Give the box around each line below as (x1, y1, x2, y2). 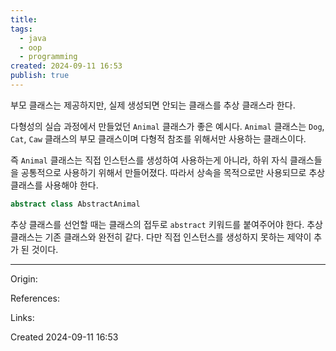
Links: (10, 311, 35, 323)
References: (10, 292, 60, 304)
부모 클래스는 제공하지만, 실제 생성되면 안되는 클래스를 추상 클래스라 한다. (10, 99, 296, 111)
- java (19, 33, 47, 43)
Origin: (10, 272, 38, 285)
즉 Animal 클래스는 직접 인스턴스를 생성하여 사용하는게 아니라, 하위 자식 (10, 154, 288, 166)
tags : (10, 24, 33, 34)
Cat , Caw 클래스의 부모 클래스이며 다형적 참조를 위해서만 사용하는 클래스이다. (10, 132, 307, 145)
